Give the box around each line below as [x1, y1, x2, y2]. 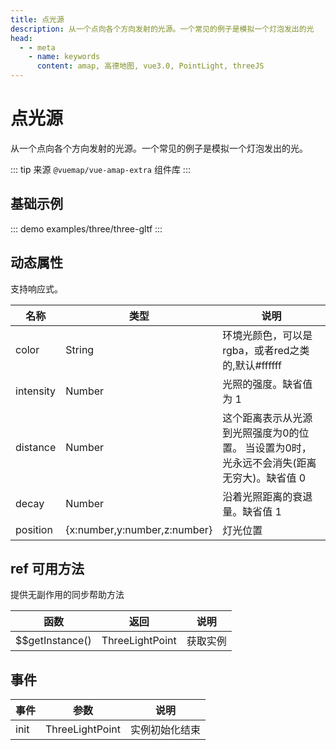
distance [15, 440, 57, 454]
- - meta [19, 42, 56, 53]
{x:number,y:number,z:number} [65, 522, 213, 536]
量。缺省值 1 [222, 504, 282, 518]
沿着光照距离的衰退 [222, 489, 313, 503]
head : [10, 33, 33, 43]
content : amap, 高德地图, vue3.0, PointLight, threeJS [36, 61, 265, 71]
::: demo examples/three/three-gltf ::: [10, 222, 163, 235]
